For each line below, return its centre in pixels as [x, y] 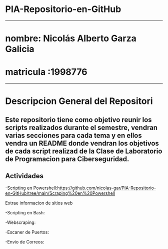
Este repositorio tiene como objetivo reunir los [78, 120]
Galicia [20, 49]
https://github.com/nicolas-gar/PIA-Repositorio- [107, 188]
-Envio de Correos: [25, 242]
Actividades [24, 176]
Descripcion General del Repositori [79, 101]
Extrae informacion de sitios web [39, 203]
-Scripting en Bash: [25, 213]
